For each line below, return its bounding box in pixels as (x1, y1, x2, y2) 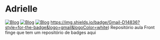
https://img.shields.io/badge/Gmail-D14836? (50, 19, 140, 25)
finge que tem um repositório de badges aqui (5, 29, 96, 35)
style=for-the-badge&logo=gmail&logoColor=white (5, 24, 108, 30)
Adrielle (5, 3, 38, 14)
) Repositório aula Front (107, 24, 155, 30)
